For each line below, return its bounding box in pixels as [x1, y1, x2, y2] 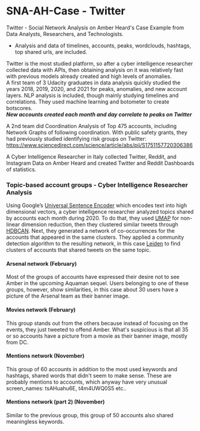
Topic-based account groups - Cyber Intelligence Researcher [6, 181, 188, 189]
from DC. [6, 338, 29, 345]
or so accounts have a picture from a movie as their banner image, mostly [6, 332, 188, 339]
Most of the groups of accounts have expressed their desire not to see [6, 274, 180, 281]
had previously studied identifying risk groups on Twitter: [6, 135, 147, 142]
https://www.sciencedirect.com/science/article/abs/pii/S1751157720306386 [6, 141, 193, 148]
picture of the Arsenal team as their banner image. [6, 292, 130, 300]
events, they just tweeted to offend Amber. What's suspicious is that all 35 [6, 326, 189, 333]
